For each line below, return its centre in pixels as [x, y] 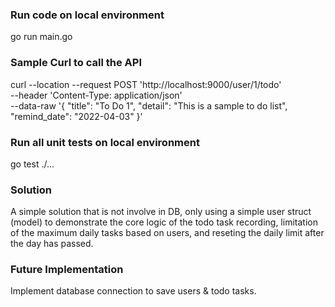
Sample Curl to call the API [76, 63]
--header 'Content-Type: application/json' [96, 95]
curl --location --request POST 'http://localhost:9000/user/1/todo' [146, 84]
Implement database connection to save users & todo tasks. [133, 291]
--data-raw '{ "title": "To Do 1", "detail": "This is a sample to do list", [149, 105]
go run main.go [41, 37]
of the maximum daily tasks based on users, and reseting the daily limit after [167, 233]
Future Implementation [67, 270]
